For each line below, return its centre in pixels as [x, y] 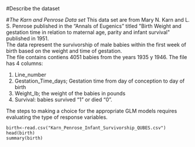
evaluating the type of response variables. [57, 117]
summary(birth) [25, 138]
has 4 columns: [25, 63]
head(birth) [20, 133]
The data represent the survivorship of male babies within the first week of [96, 45]
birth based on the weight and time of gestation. [64, 51]
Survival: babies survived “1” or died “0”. [63, 100]
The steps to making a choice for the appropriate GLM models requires [92, 111]
